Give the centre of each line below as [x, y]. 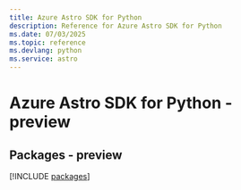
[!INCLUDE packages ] [50, 176]
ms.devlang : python [46, 51]
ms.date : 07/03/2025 [48, 34]
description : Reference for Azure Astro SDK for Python [116, 26]
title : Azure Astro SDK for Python [76, 17]
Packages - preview [66, 155]
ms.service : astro [43, 59]
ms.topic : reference [48, 42]
